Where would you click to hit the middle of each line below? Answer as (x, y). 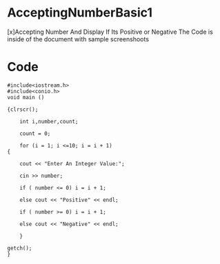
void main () (26, 97)
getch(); (20, 248)
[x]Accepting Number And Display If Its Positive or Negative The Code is (110, 32)
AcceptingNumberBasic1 (80, 13)
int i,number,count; (49, 121)
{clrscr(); (23, 109)
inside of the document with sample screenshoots (78, 39)
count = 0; (35, 133)
